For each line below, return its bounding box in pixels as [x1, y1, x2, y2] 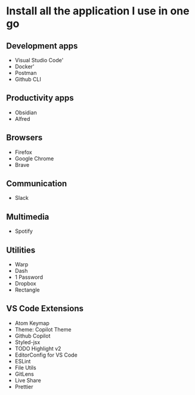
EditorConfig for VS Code [14, 351, 78, 358]
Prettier [14, 383, 33, 390]
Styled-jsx [14, 338, 41, 345]
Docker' [14, 63, 35, 70]
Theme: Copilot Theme [14, 326, 72, 333]
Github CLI [14, 76, 42, 83]
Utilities [6, 245, 36, 255]
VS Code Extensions [6, 303, 84, 314]
